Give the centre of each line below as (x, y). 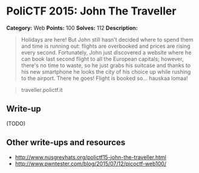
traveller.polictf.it (42, 90)
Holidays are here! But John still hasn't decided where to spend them (107, 39)
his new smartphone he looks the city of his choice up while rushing (106, 71)
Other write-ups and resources (66, 142)
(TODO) (16, 123)
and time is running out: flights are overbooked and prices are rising (106, 46)
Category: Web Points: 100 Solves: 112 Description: (72, 28)
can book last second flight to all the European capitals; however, (102, 59)
